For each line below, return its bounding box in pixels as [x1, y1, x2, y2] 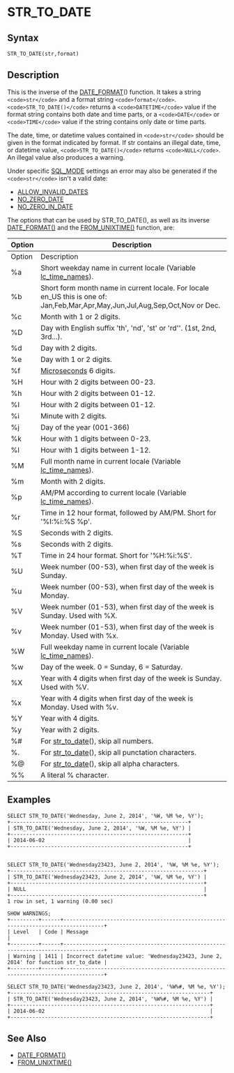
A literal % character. [40, 770, 109, 779]
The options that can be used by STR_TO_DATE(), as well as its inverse [7, 215, 210, 224]
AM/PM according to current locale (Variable [40, 487, 187, 497]
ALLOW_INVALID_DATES [17, 188, 88, 196]
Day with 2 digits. [40, 343, 97, 353]
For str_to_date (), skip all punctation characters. [40, 747, 197, 757]
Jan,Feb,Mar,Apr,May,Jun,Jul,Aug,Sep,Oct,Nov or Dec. [40, 300, 221, 310]
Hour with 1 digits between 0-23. [40, 434, 151, 443]
